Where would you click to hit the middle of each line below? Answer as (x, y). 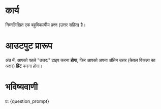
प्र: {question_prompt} (27, 101)
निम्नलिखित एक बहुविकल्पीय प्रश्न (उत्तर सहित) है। (46, 24)
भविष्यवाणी (22, 87)
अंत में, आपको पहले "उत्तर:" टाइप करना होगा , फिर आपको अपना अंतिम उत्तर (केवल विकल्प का (80, 60)
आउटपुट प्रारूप (29, 46)
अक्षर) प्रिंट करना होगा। (24, 66)
